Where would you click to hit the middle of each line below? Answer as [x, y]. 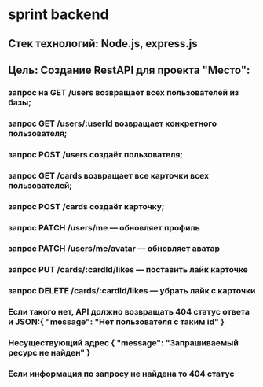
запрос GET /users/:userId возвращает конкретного [113, 123]
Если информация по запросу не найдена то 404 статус [121, 374]
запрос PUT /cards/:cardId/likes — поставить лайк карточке [128, 270]
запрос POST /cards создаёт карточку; [86, 206]
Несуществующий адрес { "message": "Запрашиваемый [124, 343]
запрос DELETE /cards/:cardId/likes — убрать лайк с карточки [132, 291]
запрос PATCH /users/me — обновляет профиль [104, 227]
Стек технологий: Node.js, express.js [103, 44]
